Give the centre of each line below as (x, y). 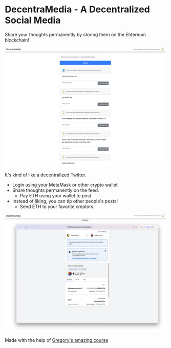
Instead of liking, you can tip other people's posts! (65, 201)
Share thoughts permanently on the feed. (56, 190)
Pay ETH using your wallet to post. (56, 195)
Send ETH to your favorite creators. (57, 207)
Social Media (33, 20)
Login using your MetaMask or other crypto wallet (65, 185)
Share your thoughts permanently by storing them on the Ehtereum (76, 34)
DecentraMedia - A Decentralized (78, 9)
